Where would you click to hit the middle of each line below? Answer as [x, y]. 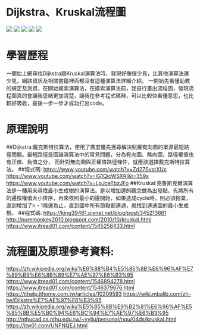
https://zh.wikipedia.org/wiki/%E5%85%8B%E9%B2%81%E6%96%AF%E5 [99, 306]
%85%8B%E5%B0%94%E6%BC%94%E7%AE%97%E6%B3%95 [87, 312]
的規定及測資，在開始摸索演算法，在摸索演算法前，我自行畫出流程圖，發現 [97, 88]
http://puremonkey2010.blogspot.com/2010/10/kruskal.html [79, 219]
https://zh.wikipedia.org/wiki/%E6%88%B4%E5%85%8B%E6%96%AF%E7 [100, 268]
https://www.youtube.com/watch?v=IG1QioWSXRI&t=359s [77, 176]
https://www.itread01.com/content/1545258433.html [71, 226]
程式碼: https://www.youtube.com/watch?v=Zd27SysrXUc [96, 169]
